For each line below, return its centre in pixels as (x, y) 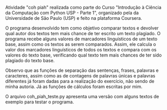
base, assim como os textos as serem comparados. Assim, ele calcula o (81, 44)
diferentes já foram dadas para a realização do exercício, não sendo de (80, 81)
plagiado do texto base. (30, 60)
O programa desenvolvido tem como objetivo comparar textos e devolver (82, 28)
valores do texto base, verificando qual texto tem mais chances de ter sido (83, 55)
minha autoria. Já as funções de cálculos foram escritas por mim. (74, 87)
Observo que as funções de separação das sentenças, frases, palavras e (82, 70)
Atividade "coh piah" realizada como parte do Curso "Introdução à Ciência (83, 7)
